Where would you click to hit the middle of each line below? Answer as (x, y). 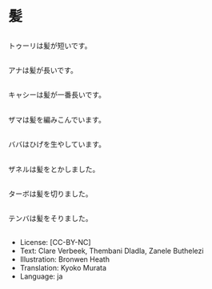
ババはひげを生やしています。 (57, 144)
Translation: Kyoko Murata (63, 267)
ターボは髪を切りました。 (50, 194)
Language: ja (41, 276)
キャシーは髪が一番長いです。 (57, 95)
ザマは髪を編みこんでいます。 (57, 119)
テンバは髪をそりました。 (50, 219)
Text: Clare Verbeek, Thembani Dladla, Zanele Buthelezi (112, 251)
